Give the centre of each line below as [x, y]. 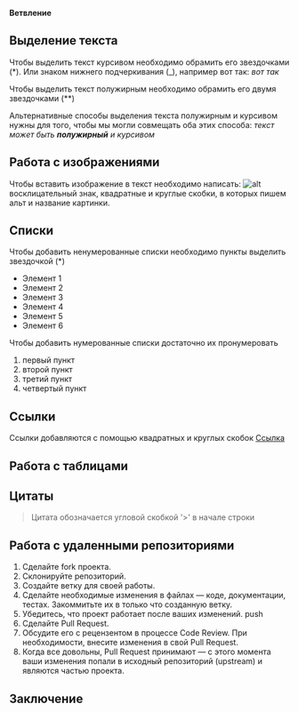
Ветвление [30, 13]
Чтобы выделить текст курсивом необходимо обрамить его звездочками [149, 62]
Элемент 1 [42, 278]
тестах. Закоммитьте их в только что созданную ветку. [127, 604]
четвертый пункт [54, 388]
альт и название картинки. [60, 203]
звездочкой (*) [37, 261]
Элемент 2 [43, 288]
